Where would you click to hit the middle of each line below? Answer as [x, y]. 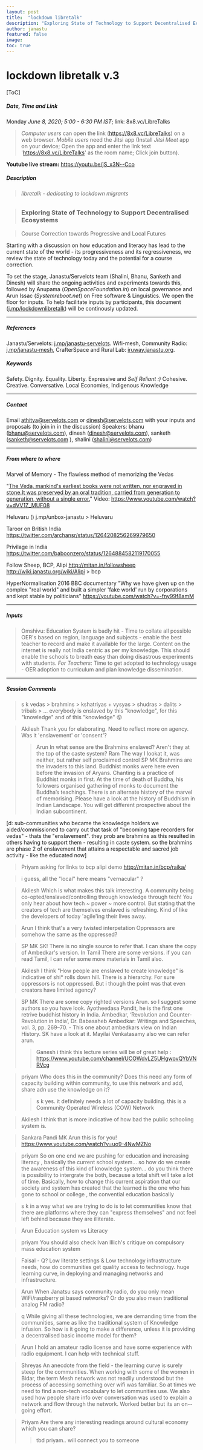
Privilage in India [27, 547]
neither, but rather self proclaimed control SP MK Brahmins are [114, 760]
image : [14, 40]
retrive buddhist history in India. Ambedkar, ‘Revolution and [95, 1014]
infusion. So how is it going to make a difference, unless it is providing [108, 1329]
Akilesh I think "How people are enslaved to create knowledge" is [102, 971]
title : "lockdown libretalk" [44, 18]
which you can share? [48, 1428]
